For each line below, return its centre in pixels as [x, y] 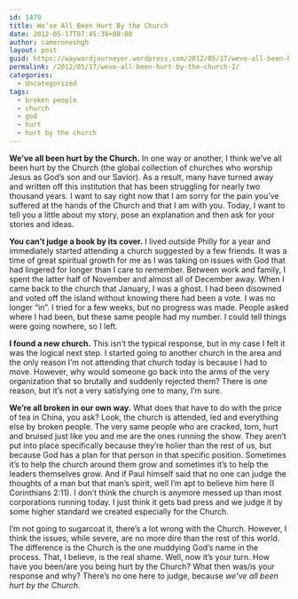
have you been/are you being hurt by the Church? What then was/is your [142, 566]
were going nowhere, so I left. [63, 326]
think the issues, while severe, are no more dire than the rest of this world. [145, 538]
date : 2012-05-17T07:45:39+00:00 [71, 34]
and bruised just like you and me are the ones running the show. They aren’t [148, 436]
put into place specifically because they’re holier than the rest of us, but [141, 445]
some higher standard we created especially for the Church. [119, 511]
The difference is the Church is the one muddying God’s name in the [134, 548]
